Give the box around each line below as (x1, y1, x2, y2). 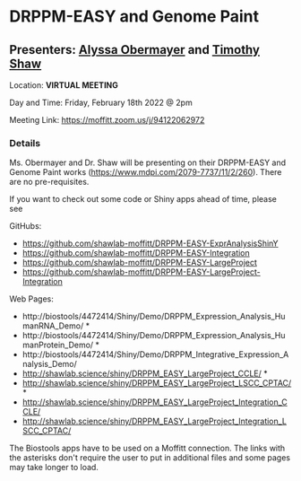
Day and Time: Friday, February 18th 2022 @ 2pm (9, 97, 193, 108)
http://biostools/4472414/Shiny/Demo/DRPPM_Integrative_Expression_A (21, 349, 289, 360)
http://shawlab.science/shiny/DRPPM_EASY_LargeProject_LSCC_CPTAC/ (21, 378, 292, 389)
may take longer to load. (9, 462, 99, 473)
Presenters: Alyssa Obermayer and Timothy (9, 42, 260, 57)
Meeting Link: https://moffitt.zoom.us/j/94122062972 (9, 115, 205, 125)
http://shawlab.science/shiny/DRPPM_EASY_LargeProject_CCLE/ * (21, 368, 269, 379)
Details (9, 136, 41, 149)
